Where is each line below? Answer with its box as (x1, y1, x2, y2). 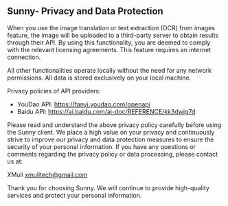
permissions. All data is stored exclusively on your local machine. (7, 73, 192, 82)
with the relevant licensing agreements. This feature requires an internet (7, 45, 212, 54)
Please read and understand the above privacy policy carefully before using (7, 120, 222, 129)
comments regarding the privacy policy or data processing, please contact (7, 150, 218, 158)
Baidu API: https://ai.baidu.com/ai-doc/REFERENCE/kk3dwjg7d (16, 107, 196, 115)
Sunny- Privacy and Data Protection (7, 5, 163, 17)
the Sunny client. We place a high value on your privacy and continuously (7, 128, 215, 136)
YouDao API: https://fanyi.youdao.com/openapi (16, 100, 151, 108)
